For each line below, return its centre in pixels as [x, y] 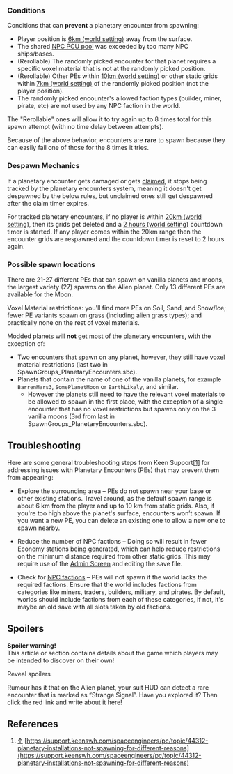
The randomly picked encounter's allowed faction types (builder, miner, [120, 98]
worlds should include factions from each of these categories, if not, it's [120, 599]
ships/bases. [35, 54]
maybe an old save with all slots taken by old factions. [95, 607]
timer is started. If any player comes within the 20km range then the [104, 232]
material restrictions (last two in [62, 364]
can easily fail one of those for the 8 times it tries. [78, 148]
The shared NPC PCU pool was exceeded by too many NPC [103, 47]
